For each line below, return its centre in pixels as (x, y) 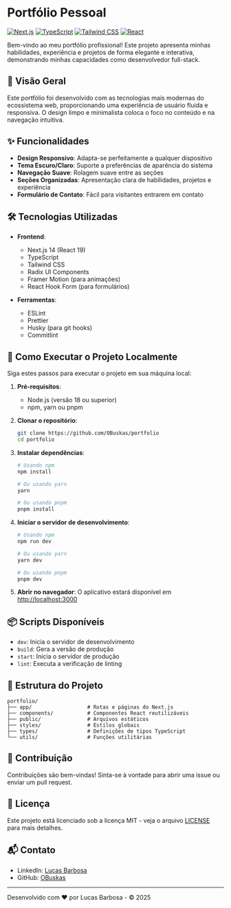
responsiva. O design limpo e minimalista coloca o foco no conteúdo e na (111, 112)
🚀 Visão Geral (37, 81)
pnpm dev (30, 579)
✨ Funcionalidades (48, 141)
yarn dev (30, 560)
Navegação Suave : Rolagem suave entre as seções (90, 173)
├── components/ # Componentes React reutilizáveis (98, 713)
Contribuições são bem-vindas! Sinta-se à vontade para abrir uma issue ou (113, 775)
